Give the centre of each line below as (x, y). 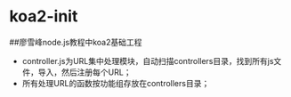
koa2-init (44, 16)
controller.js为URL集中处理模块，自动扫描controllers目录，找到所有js (148, 61)
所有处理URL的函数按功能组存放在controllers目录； (116, 83)
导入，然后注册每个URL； (85, 72)
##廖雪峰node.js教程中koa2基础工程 (76, 42)
